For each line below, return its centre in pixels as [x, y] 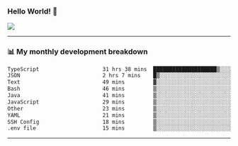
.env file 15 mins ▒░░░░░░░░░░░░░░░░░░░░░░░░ [120, 128]
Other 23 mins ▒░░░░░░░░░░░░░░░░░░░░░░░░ [120, 108]
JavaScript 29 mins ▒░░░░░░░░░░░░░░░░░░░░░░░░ [120, 102]
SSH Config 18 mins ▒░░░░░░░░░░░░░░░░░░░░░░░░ [120, 122]
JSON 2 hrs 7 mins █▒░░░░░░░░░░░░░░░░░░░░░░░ [120, 76]
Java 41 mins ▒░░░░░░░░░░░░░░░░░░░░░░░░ [120, 96]
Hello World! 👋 [33, 11]
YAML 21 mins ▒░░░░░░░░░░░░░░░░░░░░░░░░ [120, 115]
